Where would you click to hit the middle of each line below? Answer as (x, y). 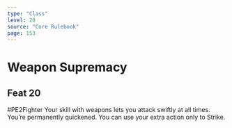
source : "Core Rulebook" (43, 26)
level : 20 (22, 20)
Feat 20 (24, 93)
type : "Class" (28, 14)
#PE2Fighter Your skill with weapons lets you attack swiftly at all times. (109, 110)
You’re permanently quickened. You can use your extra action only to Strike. (116, 117)
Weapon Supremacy (67, 67)
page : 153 (22, 33)
